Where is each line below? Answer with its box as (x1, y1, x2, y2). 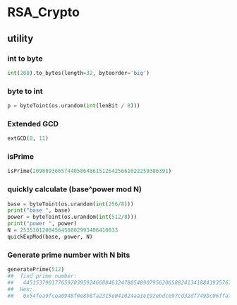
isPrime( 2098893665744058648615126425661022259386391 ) (7, 167, 172, 175)
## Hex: (7, 285, 33, 293)
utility (7, 32, 34, 44)
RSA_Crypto (7, 4, 80, 20)
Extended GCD (7, 119, 59, 128)
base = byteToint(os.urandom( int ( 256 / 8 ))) (7, 201, 134, 208)
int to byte (7, 54, 43, 64)
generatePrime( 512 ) (7, 266, 65, 273)
